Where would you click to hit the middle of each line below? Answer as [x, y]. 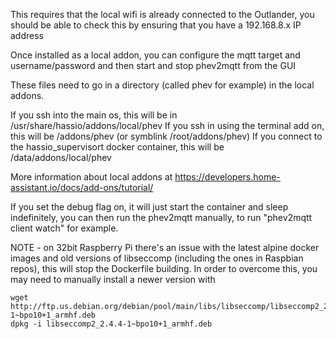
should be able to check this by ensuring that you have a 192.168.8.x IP [156, 25]
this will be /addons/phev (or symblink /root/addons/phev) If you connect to [166, 136]
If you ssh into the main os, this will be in [94, 115]
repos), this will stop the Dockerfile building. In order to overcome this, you [164, 268]
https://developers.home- [227, 177]
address [27, 35]
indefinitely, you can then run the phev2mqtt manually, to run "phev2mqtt [161, 217]
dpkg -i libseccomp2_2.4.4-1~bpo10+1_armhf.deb [111, 324]
